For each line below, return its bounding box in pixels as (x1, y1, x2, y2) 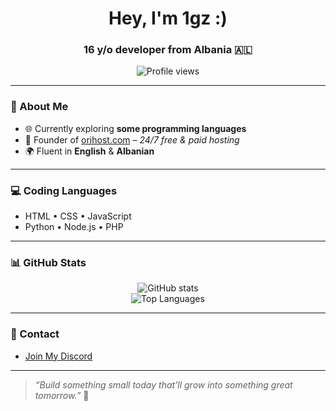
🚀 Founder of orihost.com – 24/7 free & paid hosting (24, 133, 240, 146)
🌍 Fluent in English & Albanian (24, 145, 155, 157)
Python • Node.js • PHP (24, 221, 124, 233)
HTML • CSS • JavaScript (24, 210, 132, 222)
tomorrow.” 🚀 (34, 389, 90, 401)
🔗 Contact (10, 327, 60, 341)
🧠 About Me (10, 100, 69, 114)
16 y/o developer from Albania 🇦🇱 (83, 43, 253, 57)
